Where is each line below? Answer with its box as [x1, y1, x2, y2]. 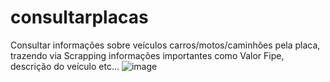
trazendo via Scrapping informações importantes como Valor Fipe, [10, 49, 285, 61]
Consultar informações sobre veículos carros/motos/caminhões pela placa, [10, 39, 321, 51]
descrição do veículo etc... [10, 60, 120, 72]
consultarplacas [10, 6, 149, 29]
